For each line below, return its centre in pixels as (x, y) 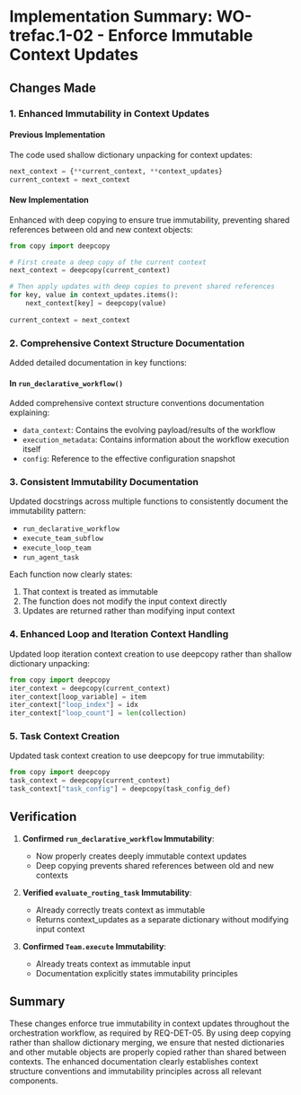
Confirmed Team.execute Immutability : (94, 946)
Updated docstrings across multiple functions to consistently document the (149, 501)
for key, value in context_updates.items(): (94, 295)
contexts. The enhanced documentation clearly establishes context (134, 1061)
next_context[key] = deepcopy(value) (96, 304)
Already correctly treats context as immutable (120, 910)
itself (31, 449)
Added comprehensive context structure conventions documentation (137, 403)
